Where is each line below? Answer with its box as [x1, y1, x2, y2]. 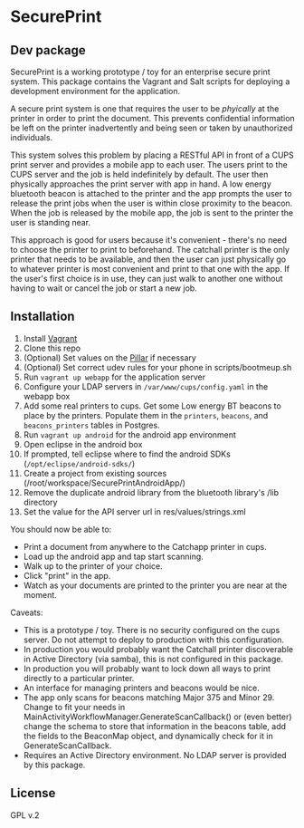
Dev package [10, 43, 87, 58]
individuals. [10, 132, 53, 142]
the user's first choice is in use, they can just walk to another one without [10, 274, 283, 284]
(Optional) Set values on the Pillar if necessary [23, 351, 197, 363]
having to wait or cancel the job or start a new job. [10, 283, 197, 294]
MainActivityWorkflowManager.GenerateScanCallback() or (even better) [23, 711, 292, 722]
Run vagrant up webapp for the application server [23, 371, 206, 382]
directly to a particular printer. [23, 672, 135, 683]
